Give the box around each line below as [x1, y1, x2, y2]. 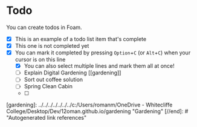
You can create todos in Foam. [6, 24, 83, 31]
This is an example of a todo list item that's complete [15, 35, 147, 42]
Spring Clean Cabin [24, 83, 73, 90]
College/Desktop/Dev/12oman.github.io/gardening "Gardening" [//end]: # [6, 108, 189, 115]
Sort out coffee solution [24, 76, 83, 83]
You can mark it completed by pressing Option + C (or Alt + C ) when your [15, 49, 191, 56]
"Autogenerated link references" [6, 114, 86, 122]
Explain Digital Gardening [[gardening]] [24, 69, 121, 76]
